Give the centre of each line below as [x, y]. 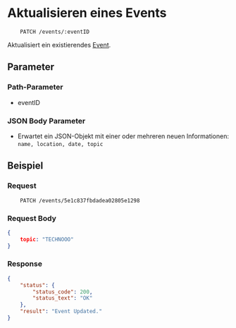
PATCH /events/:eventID [55, 32]
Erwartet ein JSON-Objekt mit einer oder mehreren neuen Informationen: [123, 136]
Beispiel [25, 166]
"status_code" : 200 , [63, 292]
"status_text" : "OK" [63, 298]
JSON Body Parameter [46, 121]
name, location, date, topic [60, 144]
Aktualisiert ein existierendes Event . [59, 44]
